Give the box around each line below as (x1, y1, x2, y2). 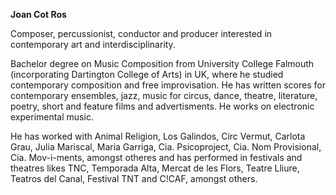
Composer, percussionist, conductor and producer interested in (10, 28, 273, 39)
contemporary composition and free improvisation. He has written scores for (10, 79, 326, 91)
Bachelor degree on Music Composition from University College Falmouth (10, 58, 315, 69)
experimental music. (10, 111, 94, 123)
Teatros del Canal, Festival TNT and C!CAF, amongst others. (10, 173, 258, 184)
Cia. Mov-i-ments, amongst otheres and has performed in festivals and (10, 152, 303, 163)
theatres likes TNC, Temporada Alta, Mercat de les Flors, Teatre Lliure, (10, 162, 300, 174)
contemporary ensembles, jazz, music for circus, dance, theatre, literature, (10, 90, 318, 101)
